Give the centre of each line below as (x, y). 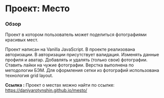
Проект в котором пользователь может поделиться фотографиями (76, 34)
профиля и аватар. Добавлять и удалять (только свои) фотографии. (76, 60)
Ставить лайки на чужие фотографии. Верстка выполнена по (70, 65)
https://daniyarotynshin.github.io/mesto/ (46, 90)
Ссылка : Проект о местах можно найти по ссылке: (60, 85)
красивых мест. (22, 40)
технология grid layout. (29, 76)
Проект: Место (38, 9)
